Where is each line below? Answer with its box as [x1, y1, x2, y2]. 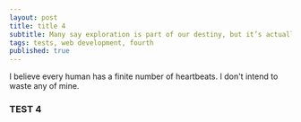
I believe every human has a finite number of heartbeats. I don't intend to [9, 71, 279, 82]
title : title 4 [9, 22, 66, 30]
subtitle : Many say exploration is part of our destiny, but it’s [9, 30, 262, 39]
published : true [9, 47, 70, 56]
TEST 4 [9, 103, 42, 116]
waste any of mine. [9, 81, 80, 91]
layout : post [9, 13, 58, 22]
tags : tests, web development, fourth [9, 38, 154, 48]
